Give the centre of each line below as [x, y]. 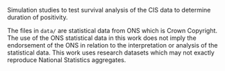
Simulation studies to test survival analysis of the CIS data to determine [109, 10]
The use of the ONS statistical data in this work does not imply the [102, 38]
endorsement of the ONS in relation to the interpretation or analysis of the [112, 45]
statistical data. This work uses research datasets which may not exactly [111, 52]
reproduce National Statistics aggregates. [67, 60]
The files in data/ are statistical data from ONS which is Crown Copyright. [112, 31]
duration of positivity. [37, 17]
